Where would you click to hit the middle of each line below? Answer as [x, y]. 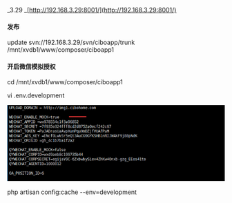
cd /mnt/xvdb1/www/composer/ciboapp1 [65, 82]
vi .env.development [36, 95]
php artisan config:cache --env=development [72, 192]
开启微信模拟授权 [31, 66]
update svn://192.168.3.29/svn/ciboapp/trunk [71, 42]
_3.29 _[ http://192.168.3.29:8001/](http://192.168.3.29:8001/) [92, 10]
